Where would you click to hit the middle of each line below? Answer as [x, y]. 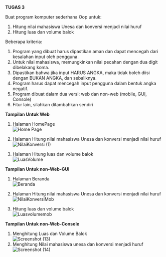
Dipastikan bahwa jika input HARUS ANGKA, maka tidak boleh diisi [81, 73]
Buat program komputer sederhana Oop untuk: [53, 17]
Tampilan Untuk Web [28, 114]
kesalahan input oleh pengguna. [45, 57]
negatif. [20, 89]
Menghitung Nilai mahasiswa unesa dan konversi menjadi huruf [78, 244]
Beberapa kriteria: [24, 42]
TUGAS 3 [15, 7]
